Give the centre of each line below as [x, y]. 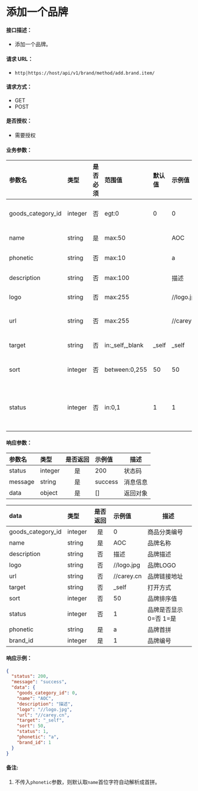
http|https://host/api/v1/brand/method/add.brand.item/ [85, 73]
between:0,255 [126, 369]
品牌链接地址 [165, 577]
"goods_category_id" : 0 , [47, 693]
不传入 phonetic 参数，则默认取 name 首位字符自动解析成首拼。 [87, 782]
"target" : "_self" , [41, 721]
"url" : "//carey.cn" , [43, 715]
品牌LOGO [161, 565]
